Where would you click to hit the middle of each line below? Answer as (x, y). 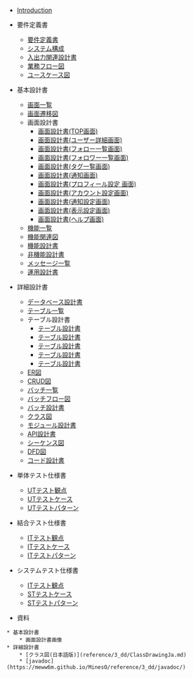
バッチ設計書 (46, 407)
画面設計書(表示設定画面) (74, 210)
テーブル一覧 (46, 310)
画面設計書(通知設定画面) (74, 201)
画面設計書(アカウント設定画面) (83, 193)
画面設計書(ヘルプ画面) (71, 219)
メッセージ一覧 (49, 263)
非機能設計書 (46, 254)
